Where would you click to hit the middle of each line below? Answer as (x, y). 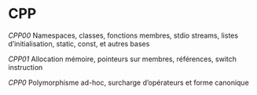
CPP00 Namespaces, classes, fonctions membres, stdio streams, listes (123, 35)
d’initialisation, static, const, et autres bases (79, 43)
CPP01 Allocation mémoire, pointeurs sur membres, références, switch (123, 59)
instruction (26, 67)
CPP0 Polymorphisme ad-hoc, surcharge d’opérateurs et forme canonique (128, 82)
